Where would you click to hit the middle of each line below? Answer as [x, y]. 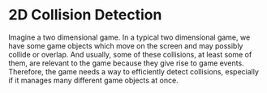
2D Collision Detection [85, 15]
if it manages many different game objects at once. [93, 80]
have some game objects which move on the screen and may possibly [126, 45]
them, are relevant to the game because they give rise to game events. [127, 63]
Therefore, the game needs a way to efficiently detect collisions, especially [134, 71]
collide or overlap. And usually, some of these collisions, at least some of [130, 54]
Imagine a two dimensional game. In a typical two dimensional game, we [129, 37]
